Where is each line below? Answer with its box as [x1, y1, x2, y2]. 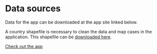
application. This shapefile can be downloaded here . [5, 34, 112, 40]
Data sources [5, 3, 61, 14]
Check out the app [5, 43, 43, 49]
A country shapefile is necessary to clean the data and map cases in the [5, 28, 152, 34]
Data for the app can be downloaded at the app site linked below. [5, 19, 138, 25]
